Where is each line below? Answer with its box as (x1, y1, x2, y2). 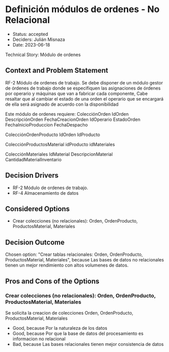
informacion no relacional (12, 335, 66, 342)
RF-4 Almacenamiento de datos (12, 190, 79, 196)
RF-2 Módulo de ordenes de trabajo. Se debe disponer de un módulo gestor (5, 79, 163, 85)
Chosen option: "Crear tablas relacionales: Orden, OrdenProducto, (5, 251, 143, 257)
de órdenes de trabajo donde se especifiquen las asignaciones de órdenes (5, 85, 161, 91)
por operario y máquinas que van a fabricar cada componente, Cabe (5, 90, 148, 97)
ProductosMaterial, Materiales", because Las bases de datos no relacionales (5, 257, 164, 263)
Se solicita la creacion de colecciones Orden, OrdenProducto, (5, 310, 134, 316)
